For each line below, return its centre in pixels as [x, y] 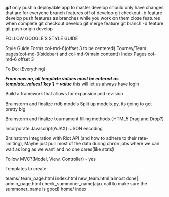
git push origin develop [29, 29]
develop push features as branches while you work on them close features [83, 18]
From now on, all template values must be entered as [62, 79]
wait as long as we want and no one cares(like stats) [60, 149]
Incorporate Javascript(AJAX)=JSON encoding [54, 129]
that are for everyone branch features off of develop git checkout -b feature [84, 13]
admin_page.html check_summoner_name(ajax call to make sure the [76, 184]
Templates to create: [26, 168]
